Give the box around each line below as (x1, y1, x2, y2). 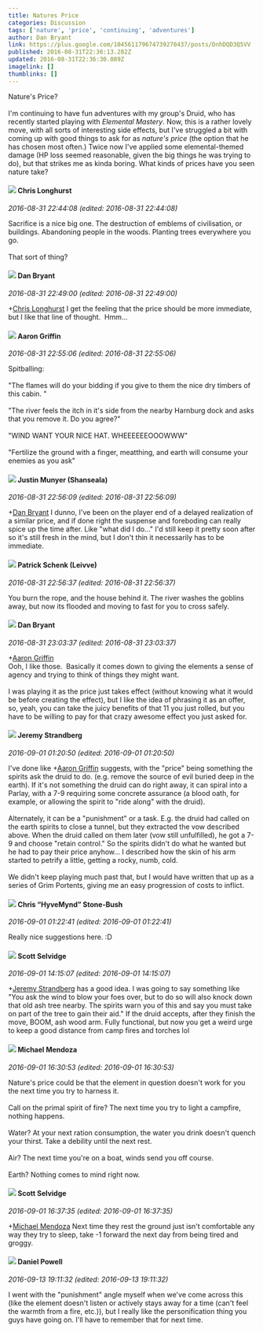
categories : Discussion (8, 19, 86, 27)
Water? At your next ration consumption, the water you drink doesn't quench (8, 1127, 256, 1138)
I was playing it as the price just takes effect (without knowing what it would (8, 686, 254, 696)
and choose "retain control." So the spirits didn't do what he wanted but (14, 839, 247, 849)
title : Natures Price (8, 11, 79, 20)
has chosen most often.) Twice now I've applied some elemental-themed (8, 142, 244, 151)
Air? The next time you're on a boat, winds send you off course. (8, 1153, 214, 1162)
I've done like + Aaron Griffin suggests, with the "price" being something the (8, 764, 254, 773)
